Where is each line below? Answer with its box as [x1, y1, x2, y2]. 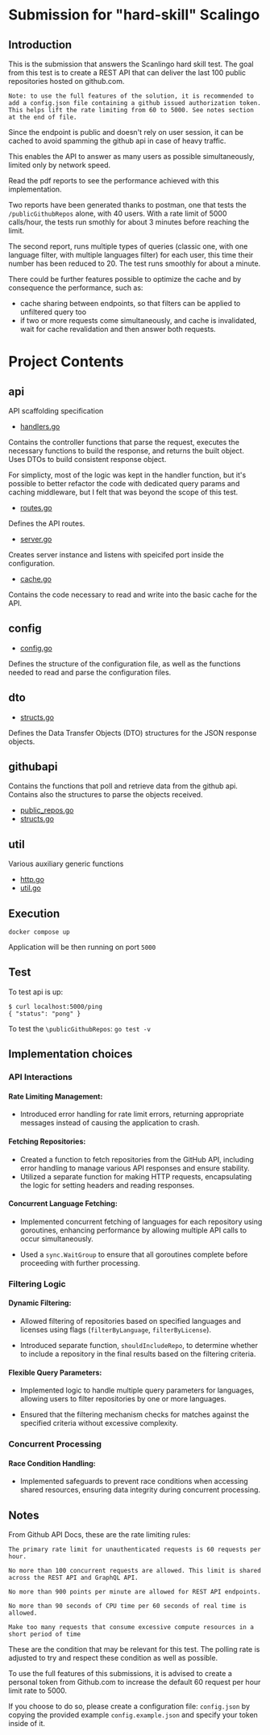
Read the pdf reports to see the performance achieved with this [8, 176, 219, 185]
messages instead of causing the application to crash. [19, 1118, 200, 1128]
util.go [19, 883, 42, 893]
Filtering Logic [8, 1278, 66, 1289]
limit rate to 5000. [8, 1686, 67, 1695]
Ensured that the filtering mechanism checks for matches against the [19, 1409, 250, 1419]
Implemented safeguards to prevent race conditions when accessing [19, 1477, 248, 1486]
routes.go [19, 503, 52, 512]
